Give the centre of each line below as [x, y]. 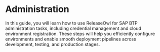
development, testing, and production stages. [53, 44]
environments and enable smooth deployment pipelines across [71, 39]
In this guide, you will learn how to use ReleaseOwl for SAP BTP [71, 23]
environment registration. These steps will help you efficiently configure [80, 33]
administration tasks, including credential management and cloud [73, 28]
